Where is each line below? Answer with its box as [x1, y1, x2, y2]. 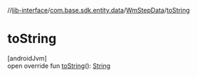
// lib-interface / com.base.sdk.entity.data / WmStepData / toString [7, 6, 191, 14]
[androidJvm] [7, 54, 48, 62]
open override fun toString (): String [7, 61, 111, 70]
